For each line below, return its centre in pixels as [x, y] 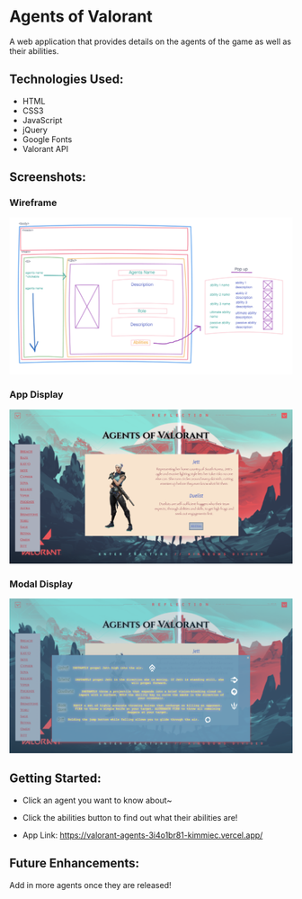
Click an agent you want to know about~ [97, 800]
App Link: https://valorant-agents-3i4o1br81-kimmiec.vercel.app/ [142, 835]
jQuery [35, 130]
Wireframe [33, 202]
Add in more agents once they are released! [91, 885]
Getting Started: [55, 779]
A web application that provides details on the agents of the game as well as [151, 41]
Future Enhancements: [75, 863]
